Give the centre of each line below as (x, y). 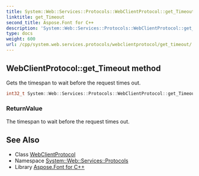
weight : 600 (21, 39)
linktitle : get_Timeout (36, 17)
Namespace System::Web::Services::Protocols (71, 161)
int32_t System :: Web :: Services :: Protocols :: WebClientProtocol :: (87, 93)
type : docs (20, 34)
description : (22, 28)
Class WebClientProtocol (45, 154)
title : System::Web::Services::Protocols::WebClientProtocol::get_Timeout (100, 12)
